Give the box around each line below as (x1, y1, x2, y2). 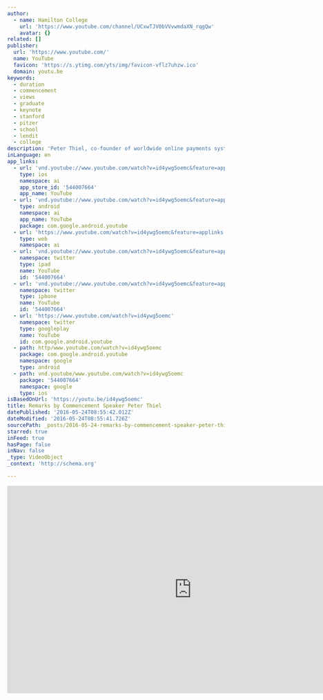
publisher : (7, 42, 39, 49)
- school (13, 126, 39, 133)
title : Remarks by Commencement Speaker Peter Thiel (7, 403, 162, 409)
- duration (13, 81, 45, 88)
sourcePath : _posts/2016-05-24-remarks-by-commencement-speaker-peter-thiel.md (7, 421, 243, 429)
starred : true (7, 428, 48, 435)
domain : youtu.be (13, 68, 63, 75)
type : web (19, 235, 48, 242)
